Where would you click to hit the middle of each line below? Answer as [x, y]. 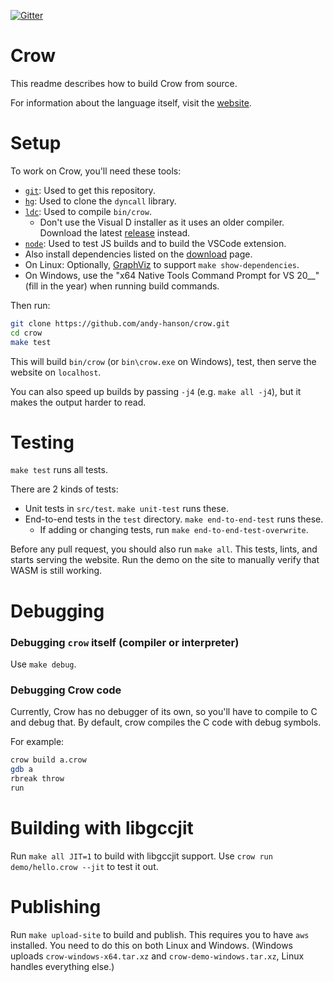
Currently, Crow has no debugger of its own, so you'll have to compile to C [164, 712]
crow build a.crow [48, 760]
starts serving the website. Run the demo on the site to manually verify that [165, 560]
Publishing [56, 906]
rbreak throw [37, 778]
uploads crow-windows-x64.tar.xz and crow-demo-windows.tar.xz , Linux [157, 956]
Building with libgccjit [102, 827]
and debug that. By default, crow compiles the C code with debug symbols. [166, 722]
